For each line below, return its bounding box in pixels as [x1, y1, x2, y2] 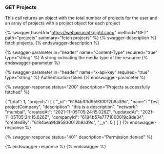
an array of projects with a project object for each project [5, 20, 121, 26]
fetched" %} [5, 89, 30, 95]
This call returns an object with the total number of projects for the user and [5, 15, 158, 21]
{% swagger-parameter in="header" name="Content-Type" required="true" [5, 49, 158, 55]
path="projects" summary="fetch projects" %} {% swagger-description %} [5, 35, 157, 41]
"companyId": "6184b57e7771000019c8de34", [51, 114, 145, 120]
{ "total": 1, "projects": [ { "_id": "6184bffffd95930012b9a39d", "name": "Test [5, 99, 159, 105]
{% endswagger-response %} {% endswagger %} [5, 144, 106, 150]
